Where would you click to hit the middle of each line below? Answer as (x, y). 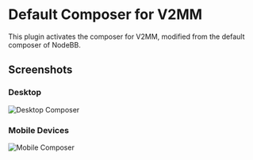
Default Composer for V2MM (105, 15)
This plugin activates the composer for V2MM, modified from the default (126, 36)
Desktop (25, 93)
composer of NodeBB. (44, 44)
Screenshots (40, 70)
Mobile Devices (39, 130)
